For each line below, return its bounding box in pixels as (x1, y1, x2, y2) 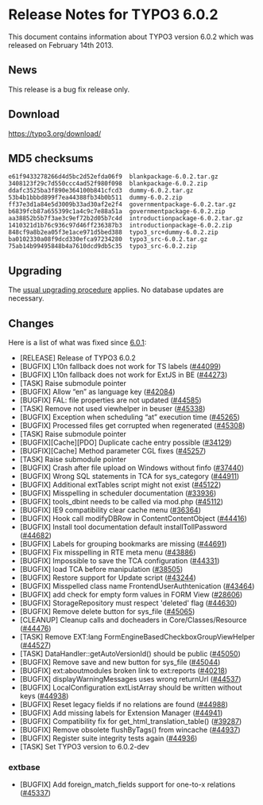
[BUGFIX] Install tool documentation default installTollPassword (19, 523, 227, 531)
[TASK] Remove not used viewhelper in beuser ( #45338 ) (19, 404, 206, 413)
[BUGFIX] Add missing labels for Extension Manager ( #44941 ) (19, 708, 223, 717)
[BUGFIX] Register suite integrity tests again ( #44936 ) (19, 733, 198, 743)
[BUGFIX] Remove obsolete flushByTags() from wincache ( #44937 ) (19, 725, 241, 734)
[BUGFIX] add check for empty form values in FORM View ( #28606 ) (19, 590, 243, 599)
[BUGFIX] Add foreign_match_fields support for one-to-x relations (19, 780, 236, 789)
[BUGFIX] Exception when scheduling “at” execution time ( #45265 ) (19, 412, 241, 422)
